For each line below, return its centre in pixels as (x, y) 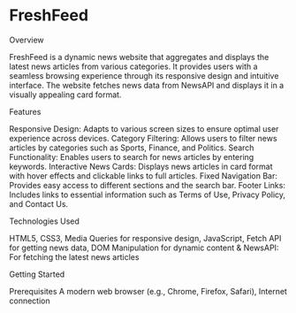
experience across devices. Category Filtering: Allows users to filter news (143, 138)
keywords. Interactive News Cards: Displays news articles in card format (141, 166)
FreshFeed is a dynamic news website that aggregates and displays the (139, 57)
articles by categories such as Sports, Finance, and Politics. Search (132, 148)
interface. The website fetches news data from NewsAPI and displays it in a (147, 85)
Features (25, 111)
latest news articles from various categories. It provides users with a (133, 66)
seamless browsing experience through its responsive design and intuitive (144, 75)
